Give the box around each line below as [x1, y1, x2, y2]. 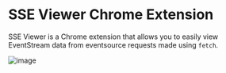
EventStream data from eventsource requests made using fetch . [8, 40, 219, 49]
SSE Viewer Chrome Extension [8, 6, 214, 24]
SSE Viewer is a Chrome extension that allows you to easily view [8, 32, 219, 41]
